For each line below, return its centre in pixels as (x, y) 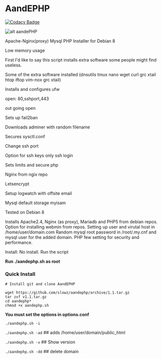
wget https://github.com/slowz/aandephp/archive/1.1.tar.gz (68, 293)
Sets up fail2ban (21, 117)
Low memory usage (25, 50)
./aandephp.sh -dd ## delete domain (42, 352)
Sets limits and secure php (32, 165)
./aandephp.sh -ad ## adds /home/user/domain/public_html (65, 333)
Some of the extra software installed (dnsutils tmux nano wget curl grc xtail (81, 74)
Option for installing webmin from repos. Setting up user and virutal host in (80, 227)
